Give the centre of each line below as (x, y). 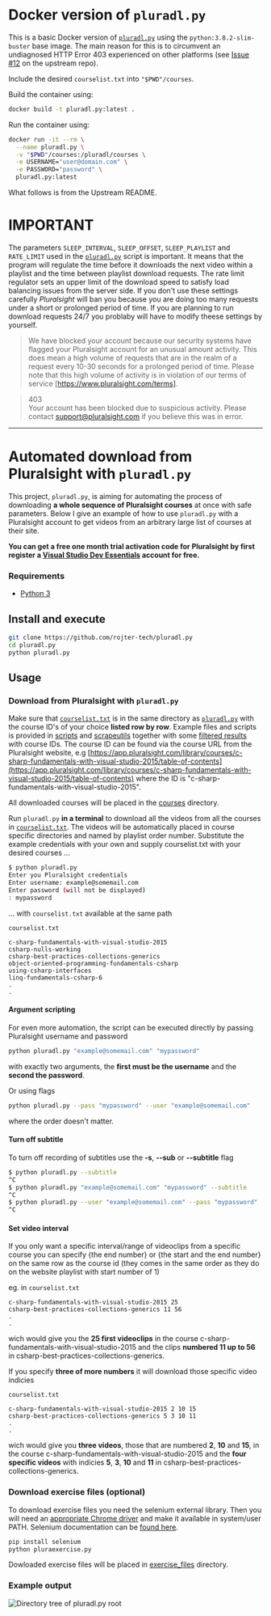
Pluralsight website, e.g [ (50, 753)
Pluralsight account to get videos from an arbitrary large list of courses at (130, 522)
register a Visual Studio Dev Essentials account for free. (104, 555)
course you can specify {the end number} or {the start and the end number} (135, 1254)
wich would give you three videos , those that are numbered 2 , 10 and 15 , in (134, 1445)
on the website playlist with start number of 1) (84, 1272)
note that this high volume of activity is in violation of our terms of (138, 375)
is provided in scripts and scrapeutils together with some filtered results (128, 736)
